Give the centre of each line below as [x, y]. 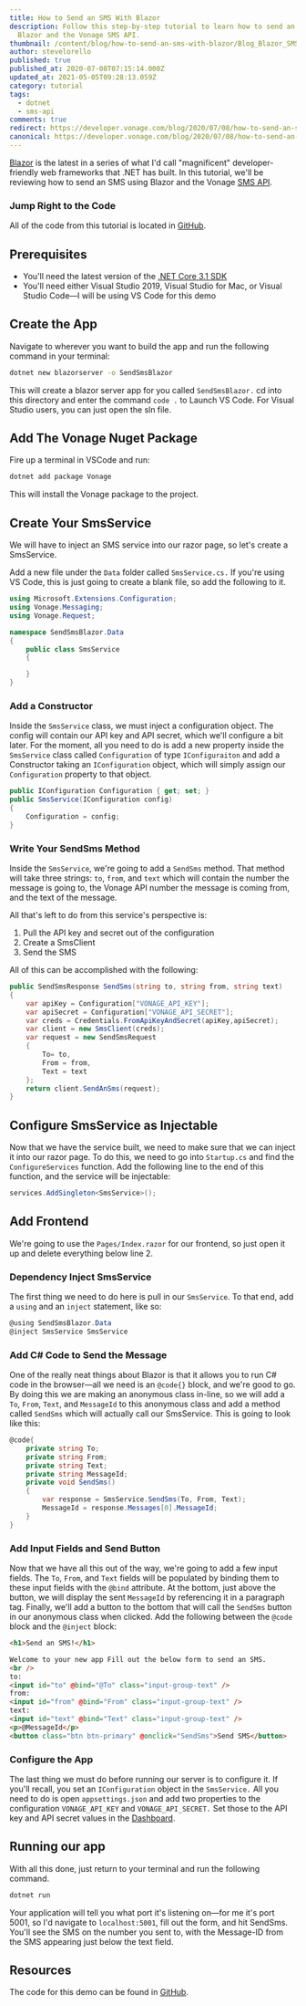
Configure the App [51, 1760]
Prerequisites [48, 254]
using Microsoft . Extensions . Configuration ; [93, 599]
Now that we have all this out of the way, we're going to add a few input [143, 1568]
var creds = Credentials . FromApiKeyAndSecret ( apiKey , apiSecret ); [153, 1020]
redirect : [28, 129]
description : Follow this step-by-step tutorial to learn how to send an [153, 26]
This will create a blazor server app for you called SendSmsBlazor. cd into [146, 390]
